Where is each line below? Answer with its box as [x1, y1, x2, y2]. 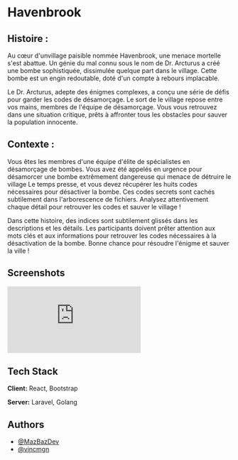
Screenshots [7, 267, 65, 279]
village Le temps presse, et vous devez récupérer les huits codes [7, 180, 198, 188]
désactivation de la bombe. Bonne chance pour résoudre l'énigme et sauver [7, 239, 229, 247]
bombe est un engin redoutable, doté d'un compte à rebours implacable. [7, 74, 220, 82]
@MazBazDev [17, 437, 60, 446]
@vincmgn [17, 445, 50, 454]
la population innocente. [7, 118, 78, 126]
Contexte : [7, 138, 55, 150]
